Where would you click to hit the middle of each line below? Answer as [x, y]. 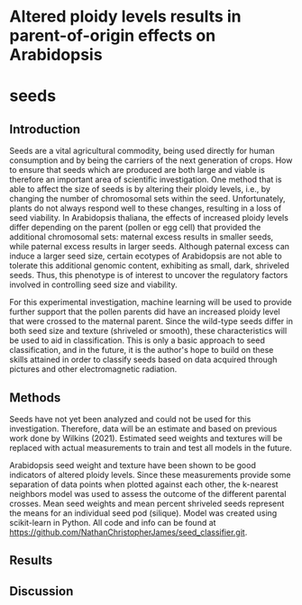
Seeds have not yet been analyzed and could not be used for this [130, 419]
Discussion [41, 591]
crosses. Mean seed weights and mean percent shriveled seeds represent [147, 503]
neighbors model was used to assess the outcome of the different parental [148, 494]
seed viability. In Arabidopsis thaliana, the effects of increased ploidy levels [149, 218]
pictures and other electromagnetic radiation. [93, 369]
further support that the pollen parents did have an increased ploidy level [145, 312]
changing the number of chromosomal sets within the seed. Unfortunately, [147, 199]
